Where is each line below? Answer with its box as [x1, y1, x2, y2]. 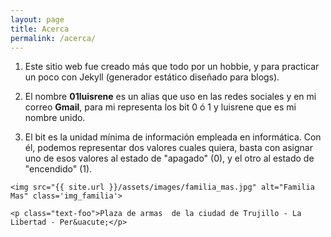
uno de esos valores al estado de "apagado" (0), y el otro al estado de [24, 152, 315, 165]
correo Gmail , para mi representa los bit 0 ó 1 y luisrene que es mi [24, 101, 297, 113]
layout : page [10, 14, 65, 25]
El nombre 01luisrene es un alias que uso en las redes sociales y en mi [24, 91, 317, 103]
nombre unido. [24, 112, 86, 124]
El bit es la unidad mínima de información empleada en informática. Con [24, 131, 322, 143]
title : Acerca [10, 24, 70, 34]
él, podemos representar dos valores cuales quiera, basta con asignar [24, 142, 313, 154]
